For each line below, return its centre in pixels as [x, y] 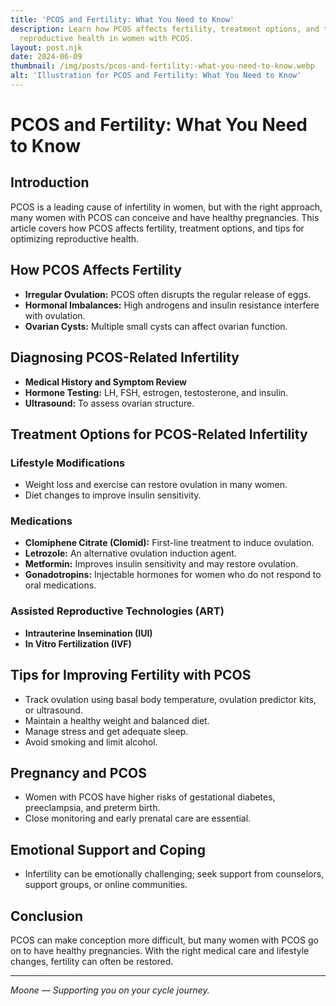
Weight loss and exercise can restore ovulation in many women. [156, 485]
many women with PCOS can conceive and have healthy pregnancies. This [165, 217]
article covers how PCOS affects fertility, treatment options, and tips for [157, 228]
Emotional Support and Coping [108, 849]
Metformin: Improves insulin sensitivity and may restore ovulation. [161, 564]
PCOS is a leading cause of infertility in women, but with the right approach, [166, 207]
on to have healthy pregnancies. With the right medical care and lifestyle [160, 951]
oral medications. [60, 585]
